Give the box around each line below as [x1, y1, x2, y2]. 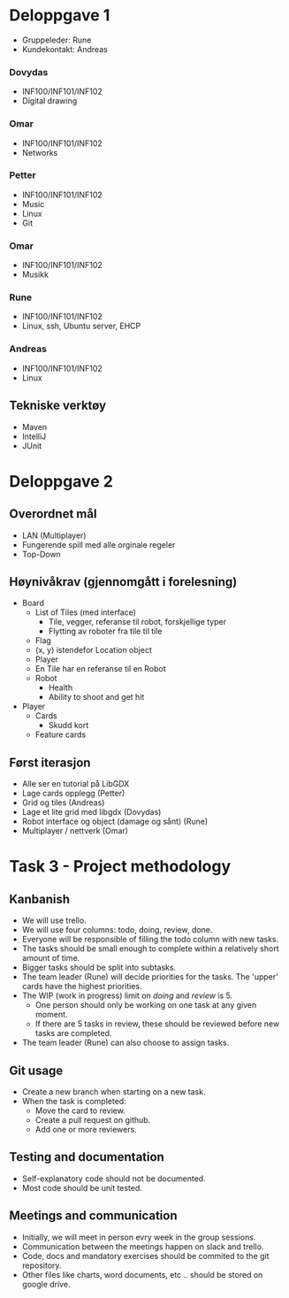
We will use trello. [21, 915, 87, 925]
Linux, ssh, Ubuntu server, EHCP [21, 320, 141, 332]
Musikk [21, 269, 49, 280]
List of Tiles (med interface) [34, 607, 137, 618]
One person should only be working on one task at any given [34, 1000, 257, 1010]
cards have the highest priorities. [21, 981, 143, 992]
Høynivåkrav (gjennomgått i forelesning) [9, 574, 238, 589]
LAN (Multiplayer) [21, 530, 87, 541]
